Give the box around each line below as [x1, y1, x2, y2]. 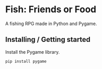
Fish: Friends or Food [5, 4, 97, 15]
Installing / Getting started [5, 35, 91, 44]
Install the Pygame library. [5, 49, 60, 55]
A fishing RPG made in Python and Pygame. [5, 20, 97, 27]
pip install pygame [5, 59, 47, 64]
